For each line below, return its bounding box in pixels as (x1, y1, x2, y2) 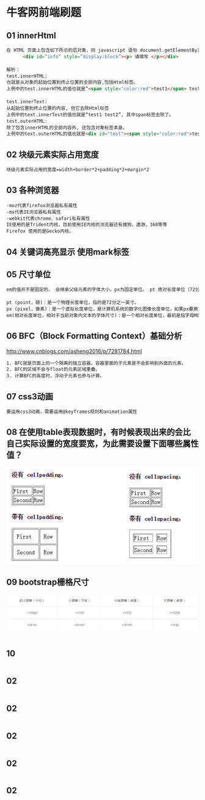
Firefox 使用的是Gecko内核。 (6, 228, 74, 235)
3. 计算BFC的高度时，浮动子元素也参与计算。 (6, 373, 105, 379)
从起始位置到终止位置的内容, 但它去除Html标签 (6, 105, 109, 111)
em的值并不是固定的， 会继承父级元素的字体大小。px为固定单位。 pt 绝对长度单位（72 (6, 286, 195, 293)
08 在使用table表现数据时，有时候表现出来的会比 (6, 427, 191, 437)
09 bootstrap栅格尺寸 (6, 577, 90, 587)
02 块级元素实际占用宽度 (6, 149, 99, 159)
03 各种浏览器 (6, 185, 59, 195)
